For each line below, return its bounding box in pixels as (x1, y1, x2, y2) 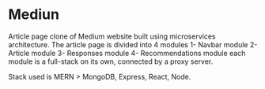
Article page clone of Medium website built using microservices (8, 32, 216, 41)
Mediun (8, 6, 59, 24)
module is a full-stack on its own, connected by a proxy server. (8, 57, 214, 66)
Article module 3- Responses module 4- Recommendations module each (8, 48, 246, 57)
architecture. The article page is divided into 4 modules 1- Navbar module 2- (8, 39, 258, 49)
